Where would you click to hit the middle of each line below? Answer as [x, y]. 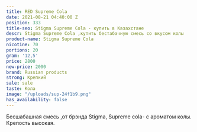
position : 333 [24, 22]
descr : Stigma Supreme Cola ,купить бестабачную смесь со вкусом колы [95, 34]
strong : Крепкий [26, 78]
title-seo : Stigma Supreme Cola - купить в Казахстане [75, 28]
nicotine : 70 [22, 45]
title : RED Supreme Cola [37, 12]
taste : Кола [21, 89]
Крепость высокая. [30, 123]
